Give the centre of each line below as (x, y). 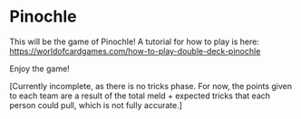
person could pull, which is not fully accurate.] (96, 105)
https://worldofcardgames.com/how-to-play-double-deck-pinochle (135, 50)
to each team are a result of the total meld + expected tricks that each (140, 96)
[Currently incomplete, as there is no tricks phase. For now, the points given (151, 86)
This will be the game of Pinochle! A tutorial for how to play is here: (135, 41)
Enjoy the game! (39, 69)
